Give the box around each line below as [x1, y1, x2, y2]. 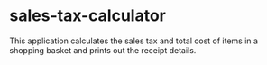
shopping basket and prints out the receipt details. [9, 44, 197, 55]
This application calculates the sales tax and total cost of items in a [9, 35, 259, 46]
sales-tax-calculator [9, 5, 167, 26]
